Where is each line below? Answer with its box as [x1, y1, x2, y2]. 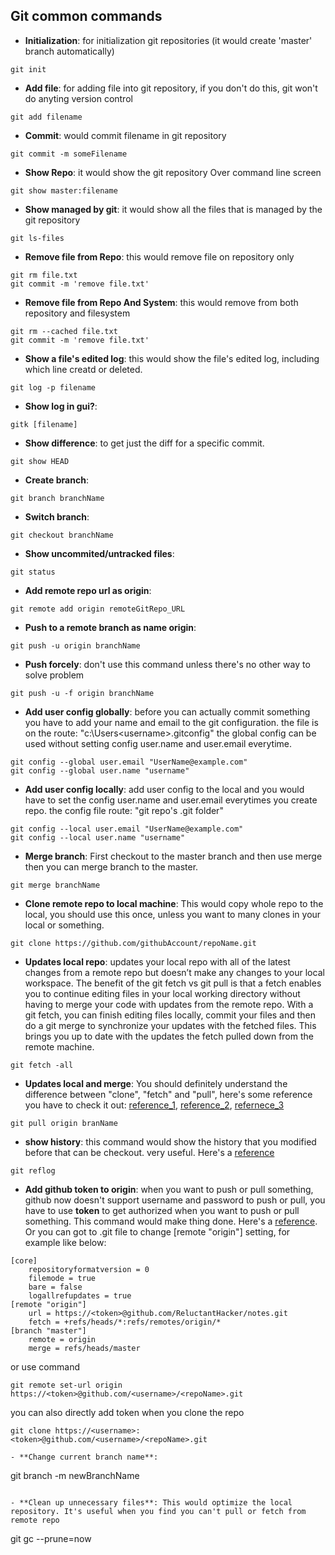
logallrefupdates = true [28, 1290, 132, 1301]
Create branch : [24, 474, 89, 486]
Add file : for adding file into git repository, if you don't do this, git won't [24, 82, 318, 94]
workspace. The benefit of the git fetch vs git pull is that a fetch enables [24, 977, 322, 989]
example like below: [24, 1236, 107, 1248]
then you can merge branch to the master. [24, 860, 199, 873]
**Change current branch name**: [19, 1452, 159, 1462]
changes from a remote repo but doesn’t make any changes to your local [24, 966, 325, 978]
